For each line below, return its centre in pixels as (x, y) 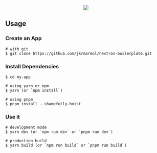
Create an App (24, 39)
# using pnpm (19, 99)
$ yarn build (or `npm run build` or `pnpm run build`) (66, 146)
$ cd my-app (18, 77)
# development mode (26, 128)
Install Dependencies (32, 66)
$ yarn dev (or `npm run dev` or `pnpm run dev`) (59, 132)
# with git (17, 49)
